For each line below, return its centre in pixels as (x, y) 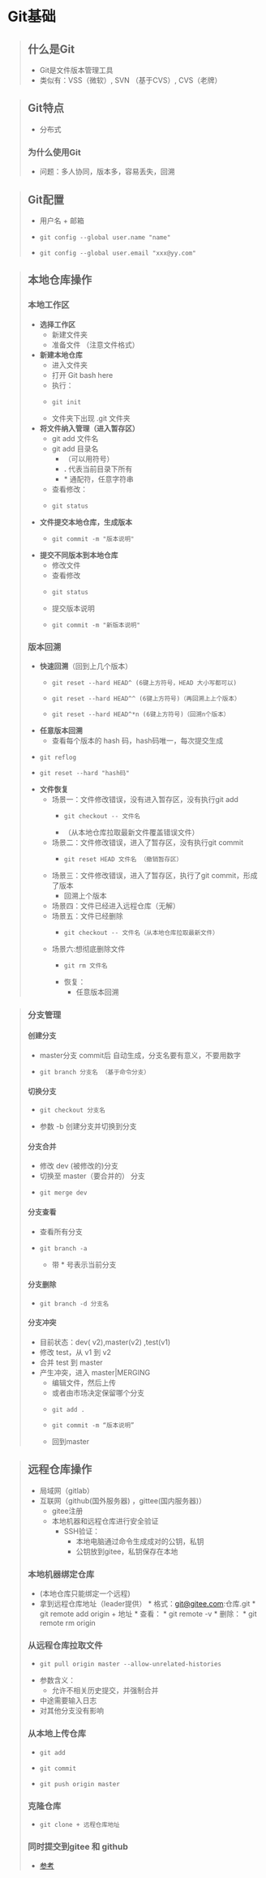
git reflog (58, 757)
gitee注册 (67, 1511)
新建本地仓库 (61, 354)
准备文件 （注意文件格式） (95, 345)
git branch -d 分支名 (74, 1303)
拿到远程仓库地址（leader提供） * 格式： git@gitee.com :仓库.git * (148, 1604)
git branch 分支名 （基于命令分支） (95, 1072)
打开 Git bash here (82, 375)
